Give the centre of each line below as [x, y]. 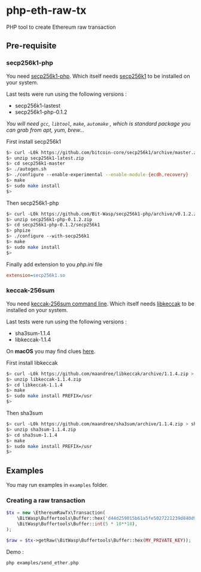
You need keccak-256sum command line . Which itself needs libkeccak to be [100, 304]
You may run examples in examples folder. [57, 485]
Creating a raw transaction [46, 501]
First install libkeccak [32, 362]
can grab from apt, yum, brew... [45, 130]
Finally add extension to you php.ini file [54, 264]
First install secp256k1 [34, 141]
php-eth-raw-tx [46, 10]
